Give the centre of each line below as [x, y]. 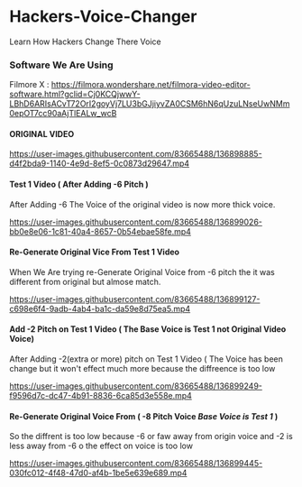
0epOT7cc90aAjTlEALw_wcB [63, 114]
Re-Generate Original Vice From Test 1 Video [95, 252]
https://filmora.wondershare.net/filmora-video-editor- [151, 85]
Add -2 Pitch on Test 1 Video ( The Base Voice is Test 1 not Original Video [148, 329]
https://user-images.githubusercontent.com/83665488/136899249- [136, 386]
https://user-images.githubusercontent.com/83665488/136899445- [136, 464]
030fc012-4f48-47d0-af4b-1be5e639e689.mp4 [98, 473]
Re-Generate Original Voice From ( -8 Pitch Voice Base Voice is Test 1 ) [144, 416]
